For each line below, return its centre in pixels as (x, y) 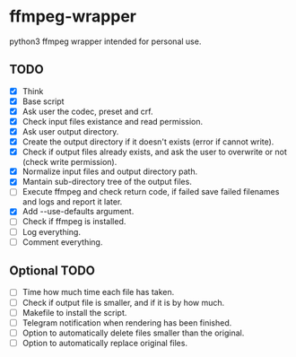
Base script (43, 101)
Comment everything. (62, 242)
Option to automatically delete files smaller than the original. (133, 333)
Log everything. (51, 231)
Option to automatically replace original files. (105, 343)
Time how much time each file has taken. (98, 292)
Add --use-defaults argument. (78, 212)
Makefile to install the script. (74, 312)
